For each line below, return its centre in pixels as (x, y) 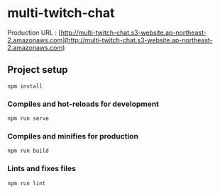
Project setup (38, 70)
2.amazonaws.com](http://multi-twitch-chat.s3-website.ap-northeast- (110, 40)
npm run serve (28, 119)
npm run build (28, 151)
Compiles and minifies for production (73, 136)
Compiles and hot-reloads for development (83, 104)
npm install (25, 86)
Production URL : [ (34, 33)
